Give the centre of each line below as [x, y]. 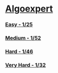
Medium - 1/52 [23, 38]
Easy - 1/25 [19, 25]
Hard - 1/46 [19, 51]
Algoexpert [29, 9]
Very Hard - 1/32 [25, 65]
